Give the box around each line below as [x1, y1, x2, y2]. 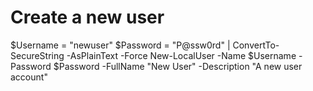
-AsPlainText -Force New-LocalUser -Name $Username [66, 49, 297, 61]
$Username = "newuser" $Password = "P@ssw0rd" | [10, 39, 231, 51]
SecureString [10, 49, 65, 61]
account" [10, 71, 48, 83]
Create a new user [10, 6, 165, 29]
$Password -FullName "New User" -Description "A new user [53, 60, 303, 72]
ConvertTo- [232, 39, 280, 51]
